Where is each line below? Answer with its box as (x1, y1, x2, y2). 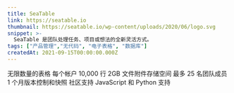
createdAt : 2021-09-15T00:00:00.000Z (7, 50, 118, 57)
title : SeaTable (7, 10, 55, 17)
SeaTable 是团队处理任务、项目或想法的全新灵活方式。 (13, 36, 153, 43)
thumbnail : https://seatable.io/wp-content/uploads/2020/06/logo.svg (7, 23, 216, 30)
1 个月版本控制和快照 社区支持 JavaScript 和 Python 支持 (7, 78, 171, 86)
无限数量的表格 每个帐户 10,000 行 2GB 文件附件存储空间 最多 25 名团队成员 (7, 69, 228, 78)
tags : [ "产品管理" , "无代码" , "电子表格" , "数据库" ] (7, 43, 147, 50)
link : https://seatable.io (7, 17, 87, 24)
